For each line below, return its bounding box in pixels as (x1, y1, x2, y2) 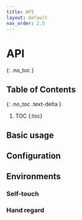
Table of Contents (6, 84, 76, 94)
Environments (6, 171, 61, 182)
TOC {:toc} (15, 112, 43, 119)
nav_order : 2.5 (6, 20, 45, 26)
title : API (6, 9, 34, 15)
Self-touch (6, 190, 39, 198)
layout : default (6, 15, 48, 21)
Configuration (6, 151, 61, 161)
